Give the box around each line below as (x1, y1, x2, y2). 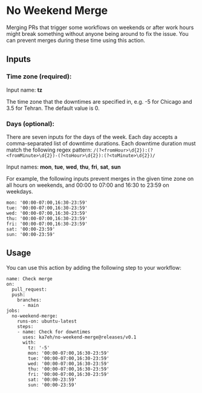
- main (22, 302, 39, 308)
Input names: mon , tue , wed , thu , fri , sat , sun (6, 163, 121, 170)
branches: (17, 297, 42, 303)
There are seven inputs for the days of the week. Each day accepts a (6, 133, 178, 140)
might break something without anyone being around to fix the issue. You (6, 30, 189, 37)
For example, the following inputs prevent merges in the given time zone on (6, 175, 194, 182)
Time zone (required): (6, 72, 72, 81)
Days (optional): (6, 119, 54, 128)
